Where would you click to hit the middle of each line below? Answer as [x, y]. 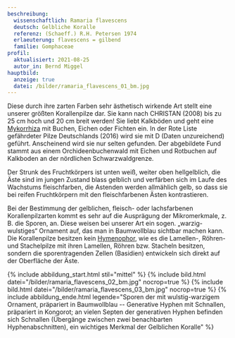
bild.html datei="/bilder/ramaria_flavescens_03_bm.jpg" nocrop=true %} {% [117, 289]
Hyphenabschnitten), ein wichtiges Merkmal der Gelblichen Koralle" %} [111, 327]
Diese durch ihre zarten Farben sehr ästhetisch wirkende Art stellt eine [110, 106]
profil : [19, 54]
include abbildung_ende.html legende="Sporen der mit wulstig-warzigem [114, 297]
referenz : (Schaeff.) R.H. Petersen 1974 [75, 34]
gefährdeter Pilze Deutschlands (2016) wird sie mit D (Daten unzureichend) [116, 136]
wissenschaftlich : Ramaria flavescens [71, 20]
